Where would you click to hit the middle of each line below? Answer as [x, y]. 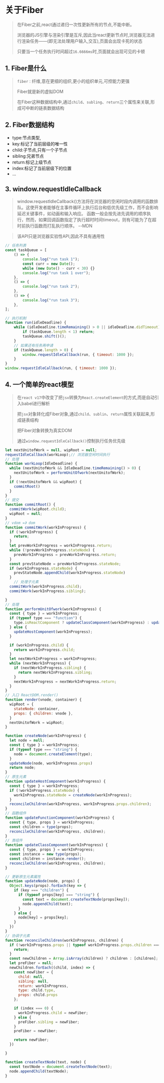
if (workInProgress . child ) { [39, 645]
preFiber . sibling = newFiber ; [49, 1022]
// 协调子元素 [18, 936]
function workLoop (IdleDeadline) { [41, 464]
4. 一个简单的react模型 [40, 385]
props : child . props [38, 995]
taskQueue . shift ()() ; [45, 336]
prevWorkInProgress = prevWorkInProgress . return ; [65, 554]
